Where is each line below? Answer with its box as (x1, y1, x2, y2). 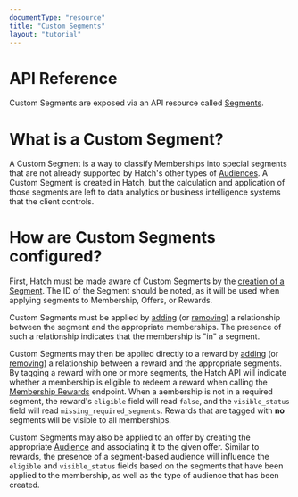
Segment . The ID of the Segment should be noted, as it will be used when (9, 286, 280, 296)
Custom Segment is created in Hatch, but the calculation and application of (9, 178, 286, 188)
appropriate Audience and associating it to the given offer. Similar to (9, 442, 260, 452)
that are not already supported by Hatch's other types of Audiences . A (9, 168, 269, 178)
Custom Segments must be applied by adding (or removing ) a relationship (9, 312, 281, 323)
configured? (9, 246, 103, 267)
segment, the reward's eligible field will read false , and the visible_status (9, 396, 290, 407)
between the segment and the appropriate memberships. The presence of (9, 322, 282, 333)
